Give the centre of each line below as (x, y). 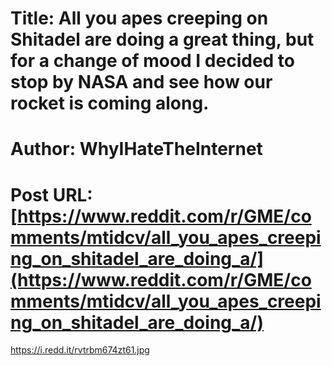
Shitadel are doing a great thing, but (162, 39)
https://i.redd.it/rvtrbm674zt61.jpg (80, 350)
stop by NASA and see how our (141, 82)
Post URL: (51, 194)
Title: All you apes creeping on (139, 18)
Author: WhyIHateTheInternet (136, 149)
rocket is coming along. (110, 103)
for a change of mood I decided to (152, 61)
